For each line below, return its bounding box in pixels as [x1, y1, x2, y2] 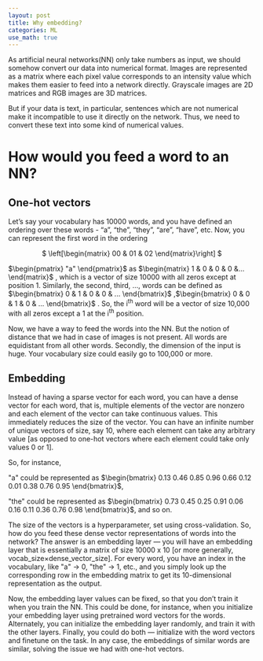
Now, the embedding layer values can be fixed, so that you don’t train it [8, 594, 239, 604]
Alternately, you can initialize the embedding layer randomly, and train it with [8, 619, 255, 629]
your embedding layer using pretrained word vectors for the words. [8, 611, 225, 620]
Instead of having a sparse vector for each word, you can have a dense [8, 393, 239, 402]
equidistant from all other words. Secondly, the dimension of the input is [8, 340, 241, 350]
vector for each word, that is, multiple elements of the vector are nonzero [8, 401, 245, 410]
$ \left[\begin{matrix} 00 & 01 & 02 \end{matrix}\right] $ [42, 249, 222, 258]
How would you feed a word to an [8, 148, 229, 166]
